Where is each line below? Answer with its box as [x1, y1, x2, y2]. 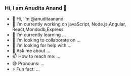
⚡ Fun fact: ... [12, 66, 40, 72]
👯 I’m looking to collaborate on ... [12, 37, 81, 43]
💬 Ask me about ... [12, 47, 51, 54]
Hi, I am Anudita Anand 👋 [5, 4, 67, 11]
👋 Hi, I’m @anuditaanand [12, 16, 64, 22]
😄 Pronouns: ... [12, 60, 45, 66]
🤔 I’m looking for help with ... [12, 42, 72, 48]
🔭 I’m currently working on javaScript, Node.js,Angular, [12, 21, 126, 27]
